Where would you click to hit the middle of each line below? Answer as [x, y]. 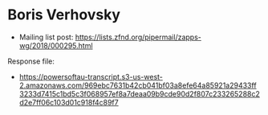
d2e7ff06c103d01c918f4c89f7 [69, 102]
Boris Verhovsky [64, 15]
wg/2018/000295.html [56, 45]
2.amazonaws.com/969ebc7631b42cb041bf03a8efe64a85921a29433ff [138, 85]
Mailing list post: [46, 37]
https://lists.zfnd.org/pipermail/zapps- [138, 37]
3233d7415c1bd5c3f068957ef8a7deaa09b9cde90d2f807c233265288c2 [139, 93]
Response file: [31, 61]
